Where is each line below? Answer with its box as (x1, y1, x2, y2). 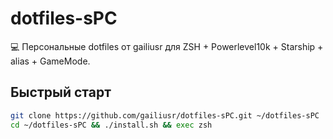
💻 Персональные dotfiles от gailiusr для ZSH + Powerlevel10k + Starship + (10, 40, 324, 52)
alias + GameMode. (10, 55, 91, 67)
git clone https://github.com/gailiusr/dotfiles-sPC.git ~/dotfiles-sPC (10, 110, 320, 121)
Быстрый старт (10, 84, 112, 101)
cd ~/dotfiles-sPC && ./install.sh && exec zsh (10, 120, 213, 130)
